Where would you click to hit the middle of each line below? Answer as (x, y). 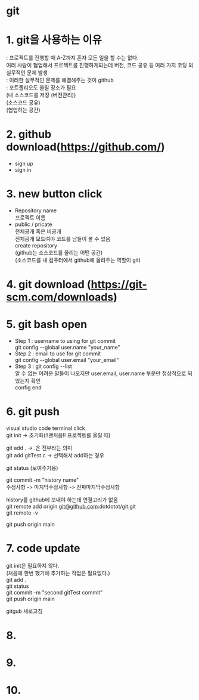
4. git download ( (49, 285)
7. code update (43, 548)
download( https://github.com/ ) (85, 147)
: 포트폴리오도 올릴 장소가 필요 (41, 88)
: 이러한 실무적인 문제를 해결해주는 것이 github (60, 80)
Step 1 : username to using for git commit (65, 341)
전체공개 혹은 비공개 (38, 231)
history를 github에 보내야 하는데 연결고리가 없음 (62, 500)
